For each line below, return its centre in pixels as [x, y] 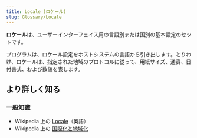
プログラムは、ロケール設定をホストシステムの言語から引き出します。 [91, 54]
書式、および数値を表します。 [47, 69]
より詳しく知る [33, 89]
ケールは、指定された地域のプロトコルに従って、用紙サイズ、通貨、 [104, 62]
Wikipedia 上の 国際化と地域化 [51, 129]
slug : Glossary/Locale [34, 17]
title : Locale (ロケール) [36, 11]
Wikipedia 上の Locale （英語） [52, 122]
